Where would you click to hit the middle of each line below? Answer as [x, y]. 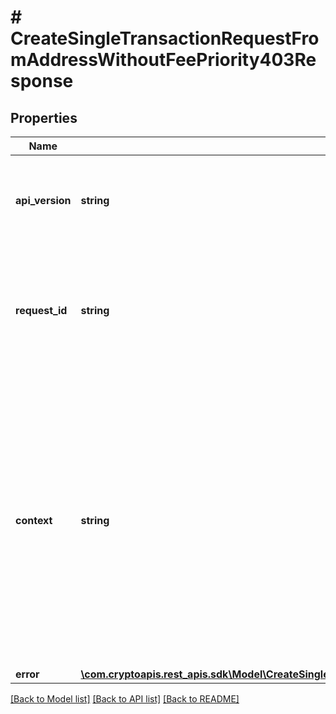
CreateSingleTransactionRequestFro [165, 38]
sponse [42, 81]
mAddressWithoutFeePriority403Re [163, 60]
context [34, 520]
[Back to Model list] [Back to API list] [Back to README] [125, 699]
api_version [43, 200]
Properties [44, 117]
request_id [41, 310]
